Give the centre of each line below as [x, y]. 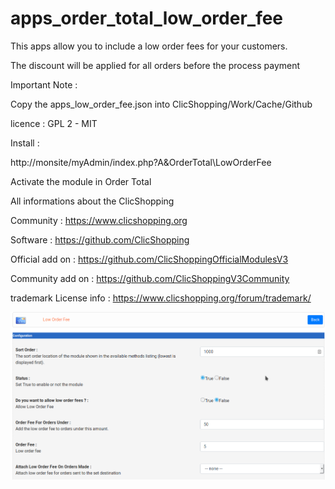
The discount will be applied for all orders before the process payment [155, 65]
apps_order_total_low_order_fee [147, 18]
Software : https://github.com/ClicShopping [100, 239]
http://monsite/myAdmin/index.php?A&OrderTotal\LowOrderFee [141, 162]
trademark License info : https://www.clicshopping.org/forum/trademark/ [161, 298]
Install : [25, 143]
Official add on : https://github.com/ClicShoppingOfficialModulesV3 [149, 259]
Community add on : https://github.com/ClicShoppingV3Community [150, 278]
